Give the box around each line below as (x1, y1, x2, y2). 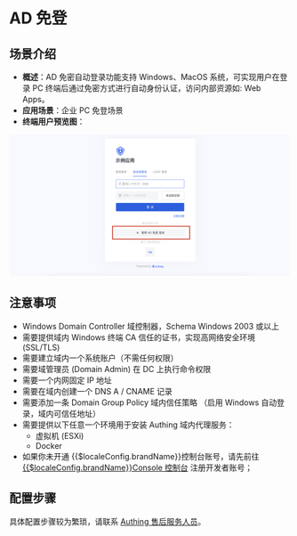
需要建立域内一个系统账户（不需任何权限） (21, 353, 179, 363)
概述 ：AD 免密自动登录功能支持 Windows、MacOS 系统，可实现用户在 (21, 72, 280, 82)
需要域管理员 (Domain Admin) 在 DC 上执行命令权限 (21, 363, 212, 374)
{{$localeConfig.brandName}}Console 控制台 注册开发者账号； (21, 462, 253, 473)
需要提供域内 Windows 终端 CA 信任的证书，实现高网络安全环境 (21, 331, 256, 343)
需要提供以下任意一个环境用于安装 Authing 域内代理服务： (21, 419, 235, 430)
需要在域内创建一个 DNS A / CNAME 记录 (21, 386, 173, 396)
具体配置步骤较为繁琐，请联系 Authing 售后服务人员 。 (9, 516, 206, 526)
